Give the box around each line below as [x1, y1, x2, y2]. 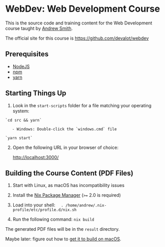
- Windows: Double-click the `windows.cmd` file [12, 127, 117, 132]
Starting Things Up [5, 89, 67, 98]
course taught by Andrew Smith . [5, 25, 73, 31]
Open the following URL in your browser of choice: [12, 144, 119, 150]
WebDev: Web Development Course [5, 3, 160, 15]
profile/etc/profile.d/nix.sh [12, 207, 77, 212]
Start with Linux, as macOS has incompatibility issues [12, 182, 125, 189]
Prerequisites [5, 50, 49, 58]
